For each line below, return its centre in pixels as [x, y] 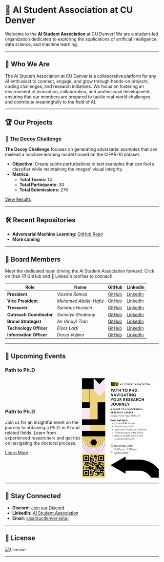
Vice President [22, 301]
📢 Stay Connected [33, 496]
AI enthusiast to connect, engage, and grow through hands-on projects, [77, 81]
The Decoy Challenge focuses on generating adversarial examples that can [81, 149]
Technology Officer [27, 328]
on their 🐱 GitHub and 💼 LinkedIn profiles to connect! [59, 276]
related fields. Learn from [31, 433]
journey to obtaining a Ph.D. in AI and [42, 427]
